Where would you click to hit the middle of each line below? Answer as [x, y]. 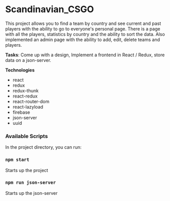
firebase [21, 112]
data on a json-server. [28, 60]
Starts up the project [27, 170]
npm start [17, 160]
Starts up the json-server [31, 193]
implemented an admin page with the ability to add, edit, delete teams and [83, 40]
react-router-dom [31, 101]
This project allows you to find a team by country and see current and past [83, 23]
